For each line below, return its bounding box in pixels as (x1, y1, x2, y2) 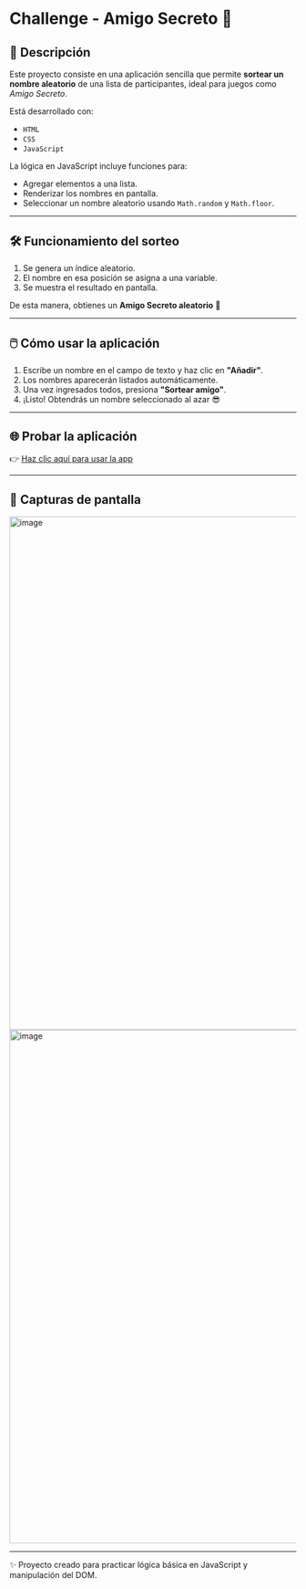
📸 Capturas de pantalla (9, 492, 141, 507)
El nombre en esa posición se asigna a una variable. (22, 272, 219, 283)
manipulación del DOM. (9, 1570, 97, 1581)
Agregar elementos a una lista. (22, 178, 138, 189)
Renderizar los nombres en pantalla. (22, 188, 158, 199)
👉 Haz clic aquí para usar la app (9, 454, 134, 465)
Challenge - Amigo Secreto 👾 (9, 8, 233, 29)
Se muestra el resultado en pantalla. (22, 282, 158, 293)
